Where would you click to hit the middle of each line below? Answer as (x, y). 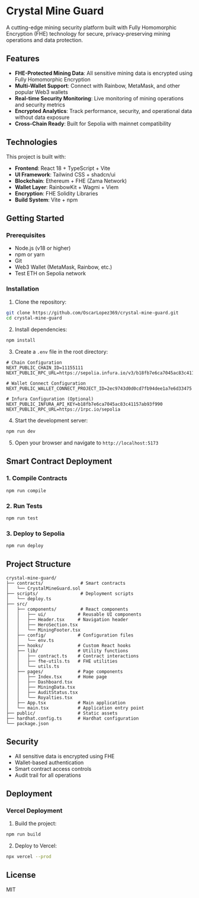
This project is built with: (36, 156)
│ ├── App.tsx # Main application (66, 702)
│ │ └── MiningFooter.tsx (44, 630)
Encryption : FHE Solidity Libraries (56, 193)
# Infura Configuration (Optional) (50, 399)
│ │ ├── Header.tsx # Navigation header (67, 619)
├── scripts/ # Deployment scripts (70, 593)
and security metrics (40, 105)
